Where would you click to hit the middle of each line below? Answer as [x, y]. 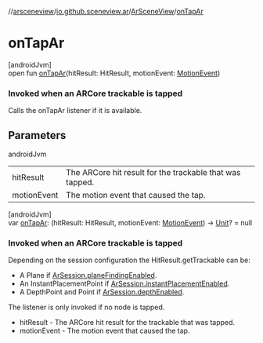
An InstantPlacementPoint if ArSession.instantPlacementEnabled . [124, 284]
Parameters [37, 135]
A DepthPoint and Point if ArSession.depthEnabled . [102, 292]
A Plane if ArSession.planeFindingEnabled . [88, 275]
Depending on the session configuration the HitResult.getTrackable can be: [129, 260]
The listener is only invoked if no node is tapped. [86, 307]
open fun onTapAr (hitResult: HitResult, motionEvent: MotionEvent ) [114, 73]
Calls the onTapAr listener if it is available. [75, 111]
